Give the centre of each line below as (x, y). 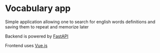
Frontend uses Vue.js (26, 45)
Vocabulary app (38, 8)
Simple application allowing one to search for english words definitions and (80, 22)
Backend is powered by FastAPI (37, 36)
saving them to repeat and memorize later (47, 26)
